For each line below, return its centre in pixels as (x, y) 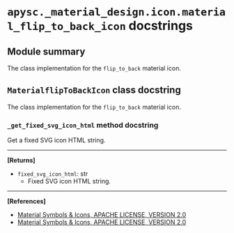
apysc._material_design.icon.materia (117, 12)
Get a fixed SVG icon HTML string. (56, 140)
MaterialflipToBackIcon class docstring (94, 90)
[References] (27, 202)
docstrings (161, 26)
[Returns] (22, 160)
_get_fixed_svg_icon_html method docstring (83, 125)
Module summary (46, 51)
